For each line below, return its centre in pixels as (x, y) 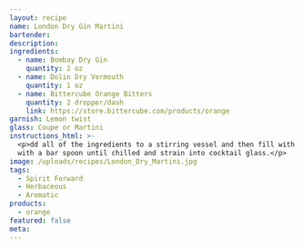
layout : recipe (38, 18)
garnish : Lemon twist (51, 119)
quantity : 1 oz (55, 85)
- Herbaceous (42, 187)
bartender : (30, 35)
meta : (20, 229)
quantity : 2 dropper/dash (75, 102)
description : (34, 43)
